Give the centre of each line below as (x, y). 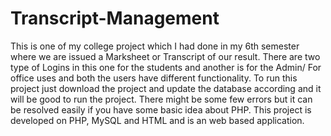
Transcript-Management (115, 18)
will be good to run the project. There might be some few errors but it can (161, 99)
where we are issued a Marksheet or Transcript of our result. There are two (165, 56)
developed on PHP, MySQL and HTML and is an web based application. (157, 120)
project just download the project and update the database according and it (166, 88)
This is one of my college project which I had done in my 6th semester (155, 46)
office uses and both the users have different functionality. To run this (154, 78)
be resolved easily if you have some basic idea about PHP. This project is (161, 109)
